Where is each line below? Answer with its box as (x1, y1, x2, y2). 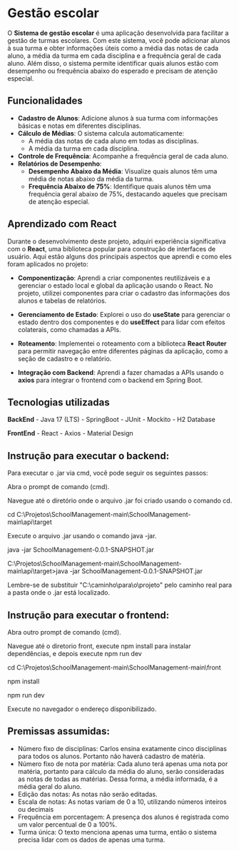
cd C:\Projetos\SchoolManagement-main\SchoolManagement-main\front (7, 663, 221, 672)
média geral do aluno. (17, 782, 82, 790)
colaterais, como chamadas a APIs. (17, 325, 121, 333)
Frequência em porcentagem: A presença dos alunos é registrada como (17, 812, 230, 821)
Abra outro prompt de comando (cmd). (7, 628, 121, 636)
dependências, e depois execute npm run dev (7, 650, 143, 658)
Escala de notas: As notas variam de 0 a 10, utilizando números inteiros (17, 797, 227, 806)
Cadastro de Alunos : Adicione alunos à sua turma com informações (17, 114, 218, 122)
